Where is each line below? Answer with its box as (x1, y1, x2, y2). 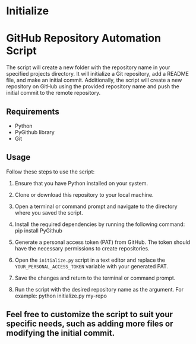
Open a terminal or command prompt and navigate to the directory (14, 203, 178, 210)
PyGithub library (14, 128, 55, 135)
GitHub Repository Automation (6, 32, 162, 45)
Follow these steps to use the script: (6, 168, 95, 175)
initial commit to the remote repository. (6, 89, 101, 97)
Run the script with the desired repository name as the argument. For (14, 286, 184, 293)
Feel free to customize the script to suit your (6, 309, 173, 320)
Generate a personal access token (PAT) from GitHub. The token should (14, 238, 191, 246)
